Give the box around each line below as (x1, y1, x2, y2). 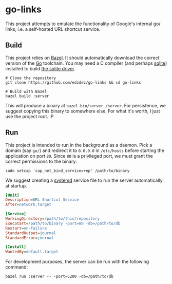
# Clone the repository (5, 75, 56, 81)
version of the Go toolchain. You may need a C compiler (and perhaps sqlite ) (5, 60, 167, 66)
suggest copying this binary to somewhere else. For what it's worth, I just (5, 108, 160, 114)
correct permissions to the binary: (5, 158, 77, 164)
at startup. (5, 182, 27, 188)
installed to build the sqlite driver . (5, 65, 75, 71)
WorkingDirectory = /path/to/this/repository (5, 216, 100, 221)
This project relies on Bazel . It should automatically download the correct (5, 54, 160, 61)
